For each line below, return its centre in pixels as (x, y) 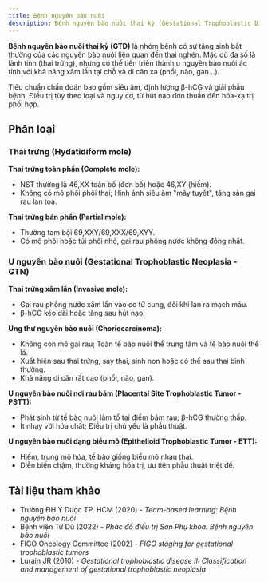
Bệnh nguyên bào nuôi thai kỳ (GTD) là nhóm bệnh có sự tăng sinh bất (125, 46)
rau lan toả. (38, 201)
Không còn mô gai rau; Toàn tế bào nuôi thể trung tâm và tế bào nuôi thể (139, 344)
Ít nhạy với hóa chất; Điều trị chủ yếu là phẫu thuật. (103, 426)
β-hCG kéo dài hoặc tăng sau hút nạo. (83, 313)
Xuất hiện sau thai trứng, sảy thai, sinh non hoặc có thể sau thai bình (132, 361)
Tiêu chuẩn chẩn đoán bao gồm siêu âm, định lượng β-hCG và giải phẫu (126, 87)
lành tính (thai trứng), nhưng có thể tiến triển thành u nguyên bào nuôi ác (128, 63)
